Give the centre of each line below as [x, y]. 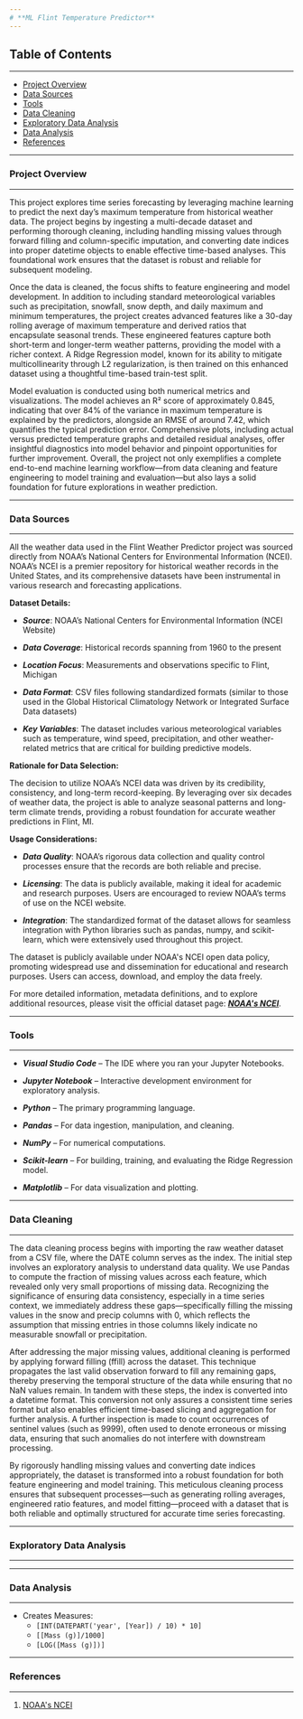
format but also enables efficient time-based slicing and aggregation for [143, 1409]
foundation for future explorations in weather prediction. [114, 487]
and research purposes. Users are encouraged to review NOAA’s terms [154, 893]
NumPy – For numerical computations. [94, 1143]
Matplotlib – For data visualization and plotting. [110, 1188]
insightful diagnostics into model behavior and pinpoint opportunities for [143, 448]
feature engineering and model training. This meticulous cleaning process [147, 1484]
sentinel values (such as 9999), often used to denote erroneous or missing [148, 1428]
